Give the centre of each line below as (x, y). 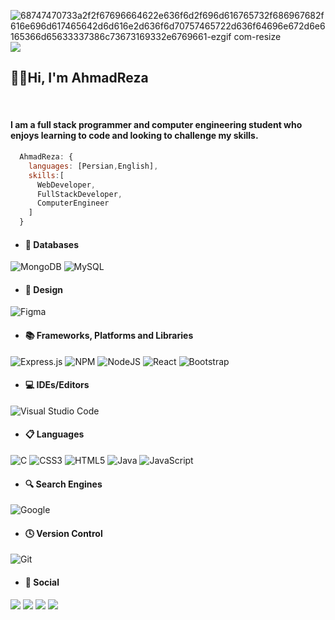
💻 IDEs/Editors (57, 385)
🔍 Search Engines (63, 484)
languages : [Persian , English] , (93, 166)
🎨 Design (43, 289)
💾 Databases (51, 244)
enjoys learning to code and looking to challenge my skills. (134, 136)
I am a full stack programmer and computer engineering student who (156, 125)
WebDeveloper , (66, 185)
